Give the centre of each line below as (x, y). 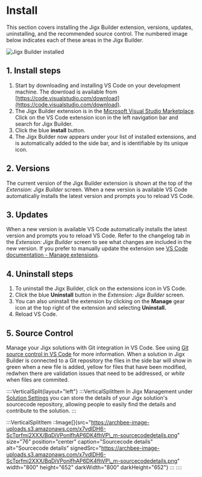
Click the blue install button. (50, 130)
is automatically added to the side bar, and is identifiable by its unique (102, 143)
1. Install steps (34, 71)
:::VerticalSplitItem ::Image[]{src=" (49, 422)
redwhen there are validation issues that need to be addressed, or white (96, 373)
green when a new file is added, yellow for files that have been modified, (96, 367)
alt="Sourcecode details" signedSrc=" (54, 448)
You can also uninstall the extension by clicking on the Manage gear (100, 301)
